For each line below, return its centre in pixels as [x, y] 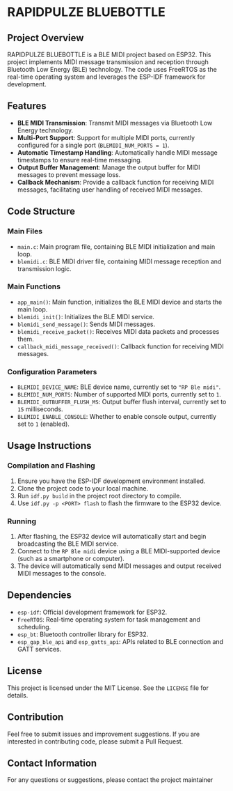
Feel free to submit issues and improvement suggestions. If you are [104, 734]
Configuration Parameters [52, 371]
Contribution [35, 717]
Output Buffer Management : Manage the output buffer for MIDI [109, 167]
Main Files [25, 231]
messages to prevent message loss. [69, 174]
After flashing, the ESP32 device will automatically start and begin [112, 537]
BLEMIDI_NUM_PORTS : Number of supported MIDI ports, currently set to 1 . [119, 394]
